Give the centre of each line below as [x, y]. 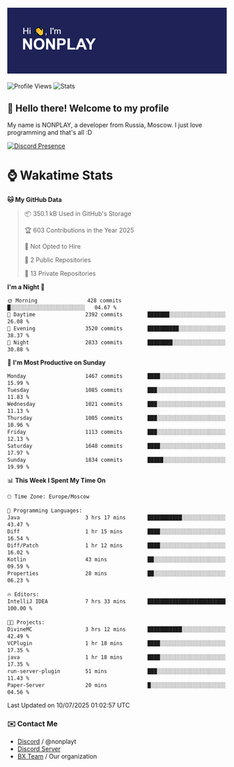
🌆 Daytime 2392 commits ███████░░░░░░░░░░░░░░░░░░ [117, 314]
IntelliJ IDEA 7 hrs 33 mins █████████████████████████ [117, 601]
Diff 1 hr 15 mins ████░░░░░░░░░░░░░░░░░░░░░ [117, 532]
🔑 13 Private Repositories [60, 273]
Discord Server [39, 749]
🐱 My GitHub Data [35, 199]
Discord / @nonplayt [47, 742]
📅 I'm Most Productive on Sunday [56, 362]
